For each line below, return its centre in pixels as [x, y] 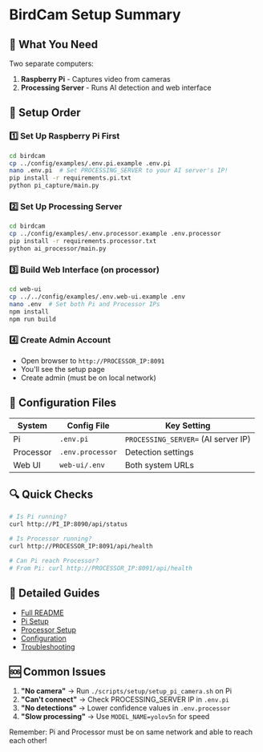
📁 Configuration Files [63, 403]
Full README [42, 613]
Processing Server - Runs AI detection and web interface [116, 87]
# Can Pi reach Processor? [54, 560]
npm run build [33, 319]
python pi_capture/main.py [54, 186]
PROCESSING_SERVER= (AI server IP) [188, 439]
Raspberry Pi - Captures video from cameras [95, 79]
